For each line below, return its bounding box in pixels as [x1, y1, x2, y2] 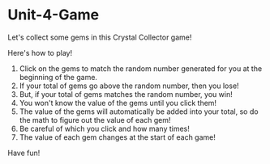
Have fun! [7, 148, 41, 158]
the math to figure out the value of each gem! [19, 115, 171, 124]
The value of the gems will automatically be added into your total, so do [19, 107, 259, 116]
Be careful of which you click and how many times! [19, 124, 190, 133]
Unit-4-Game [7, 6, 99, 24]
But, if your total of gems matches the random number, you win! [19, 89, 233, 99]
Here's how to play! [7, 48, 73, 57]
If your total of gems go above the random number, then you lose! [19, 81, 240, 90]
